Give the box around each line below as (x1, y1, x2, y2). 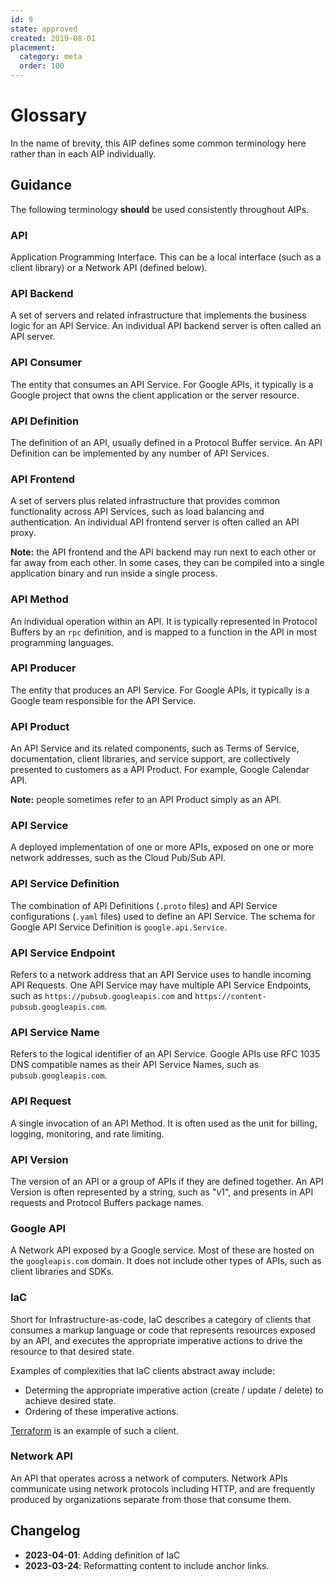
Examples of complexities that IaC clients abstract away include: (10, 1364, 276, 1376)
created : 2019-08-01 (10, 33, 97, 43)
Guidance (10, 177, 72, 194)
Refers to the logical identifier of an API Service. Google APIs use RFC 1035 (10, 1048, 321, 1060)
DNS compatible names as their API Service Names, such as (10, 1059, 260, 1071)
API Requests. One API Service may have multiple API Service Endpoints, (10, 979, 312, 991)
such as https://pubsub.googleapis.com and (10, 990, 193, 1002)
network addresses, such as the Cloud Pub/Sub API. (10, 852, 227, 864)
